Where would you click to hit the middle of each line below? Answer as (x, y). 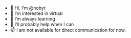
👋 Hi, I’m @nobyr (28, 8)
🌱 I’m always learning (32, 19)
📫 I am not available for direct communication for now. (68, 30)
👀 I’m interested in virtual (36, 13)
